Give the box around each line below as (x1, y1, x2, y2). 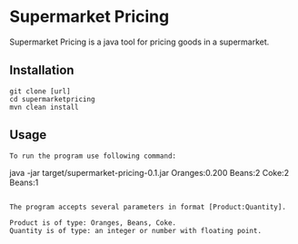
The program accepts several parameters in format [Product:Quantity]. (9, 202, 286, 211)
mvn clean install (9, 102, 79, 112)
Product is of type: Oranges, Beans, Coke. (9, 218, 177, 228)
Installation (9, 63, 74, 78)
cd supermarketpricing (9, 94, 95, 103)
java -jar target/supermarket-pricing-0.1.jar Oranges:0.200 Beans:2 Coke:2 (9, 167, 289, 178)
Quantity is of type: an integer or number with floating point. (9, 226, 262, 235)
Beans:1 (9, 177, 39, 188)
